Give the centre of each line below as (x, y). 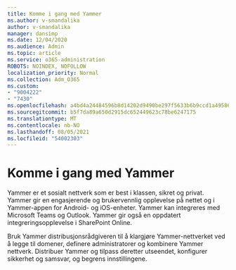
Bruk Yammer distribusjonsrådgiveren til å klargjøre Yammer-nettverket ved (117, 236)
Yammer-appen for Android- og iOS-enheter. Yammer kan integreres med (114, 208)
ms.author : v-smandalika (44, 20)
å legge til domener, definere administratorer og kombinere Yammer (105, 244)
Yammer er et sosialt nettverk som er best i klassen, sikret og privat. (106, 193)
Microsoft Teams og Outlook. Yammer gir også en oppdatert (94, 215)
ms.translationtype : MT (42, 118)
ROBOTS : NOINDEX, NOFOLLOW (47, 66)
